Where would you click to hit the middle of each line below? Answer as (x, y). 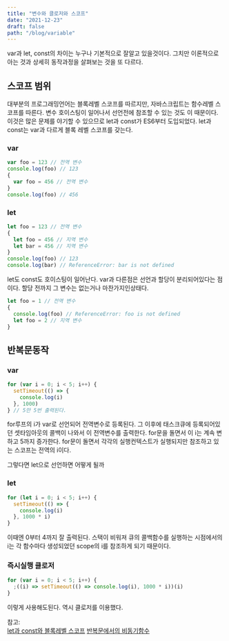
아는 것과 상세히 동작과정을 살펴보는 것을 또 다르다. (75, 62)
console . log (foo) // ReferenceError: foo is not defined (97, 314)
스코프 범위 (29, 86)
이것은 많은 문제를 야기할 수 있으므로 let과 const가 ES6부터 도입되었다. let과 (109, 121)
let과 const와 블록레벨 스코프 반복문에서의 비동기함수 (79, 631)
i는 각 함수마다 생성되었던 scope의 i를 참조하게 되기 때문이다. (89, 546)
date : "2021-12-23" (35, 20)
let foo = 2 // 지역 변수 (48, 320)
